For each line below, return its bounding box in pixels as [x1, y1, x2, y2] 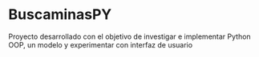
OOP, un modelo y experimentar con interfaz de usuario [8, 40, 193, 49]
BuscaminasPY [8, 6, 112, 24]
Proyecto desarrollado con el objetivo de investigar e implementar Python [8, 32, 251, 41]
